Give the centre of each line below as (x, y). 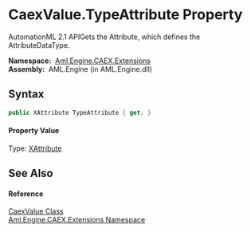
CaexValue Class (36, 211)
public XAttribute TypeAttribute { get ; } (80, 112)
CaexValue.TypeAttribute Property (125, 15)
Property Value (34, 131)
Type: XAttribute (35, 148)
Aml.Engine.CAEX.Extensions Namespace (77, 220)
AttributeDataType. (39, 45)
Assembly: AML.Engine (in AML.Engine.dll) (80, 69)
